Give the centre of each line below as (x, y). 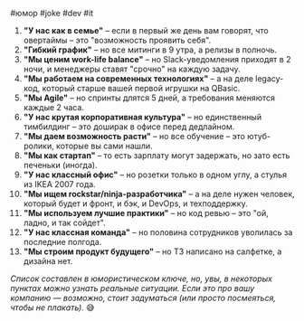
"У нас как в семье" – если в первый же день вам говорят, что (146, 30)
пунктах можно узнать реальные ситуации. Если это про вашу (133, 288)
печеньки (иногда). (60, 165)
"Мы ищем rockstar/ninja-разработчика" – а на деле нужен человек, (159, 194)
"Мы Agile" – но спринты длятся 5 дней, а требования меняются (149, 98)
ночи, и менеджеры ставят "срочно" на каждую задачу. (132, 69)
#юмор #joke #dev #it (52, 13)
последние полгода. (62, 242)
